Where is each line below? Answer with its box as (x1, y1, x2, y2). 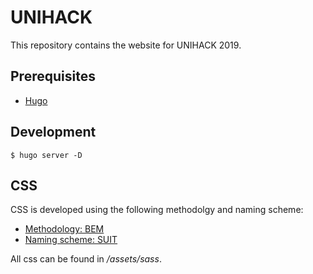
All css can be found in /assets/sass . (10, 253, 162, 265)
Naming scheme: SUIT (24, 234, 118, 246)
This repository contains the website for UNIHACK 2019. (10, 39, 242, 51)
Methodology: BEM (24, 223, 105, 235)
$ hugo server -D (10, 150, 83, 160)
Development (10, 124, 97, 141)
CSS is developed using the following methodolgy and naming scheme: (10, 204, 304, 216)
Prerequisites (10, 68, 96, 85)
